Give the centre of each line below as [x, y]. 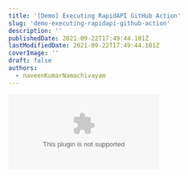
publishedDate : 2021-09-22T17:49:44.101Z [79, 38]
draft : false [30, 61]
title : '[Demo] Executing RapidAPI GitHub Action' [95, 16]
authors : [23, 68]
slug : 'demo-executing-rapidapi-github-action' [90, 23]
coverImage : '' [34, 53]
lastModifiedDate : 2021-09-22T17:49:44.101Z [84, 46]
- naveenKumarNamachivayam [61, 76]
